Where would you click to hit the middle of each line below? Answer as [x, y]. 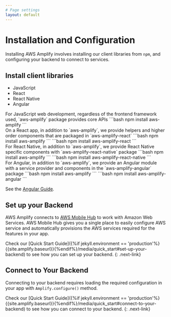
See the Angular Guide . [30, 189]
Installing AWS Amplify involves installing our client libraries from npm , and [83, 54]
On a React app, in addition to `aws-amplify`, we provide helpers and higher [85, 130]
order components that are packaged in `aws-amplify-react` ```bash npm [82, 136]
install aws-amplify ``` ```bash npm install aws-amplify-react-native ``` [78, 157]
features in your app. [27, 234]
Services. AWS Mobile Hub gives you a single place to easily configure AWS [85, 223]
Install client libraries [39, 75]
